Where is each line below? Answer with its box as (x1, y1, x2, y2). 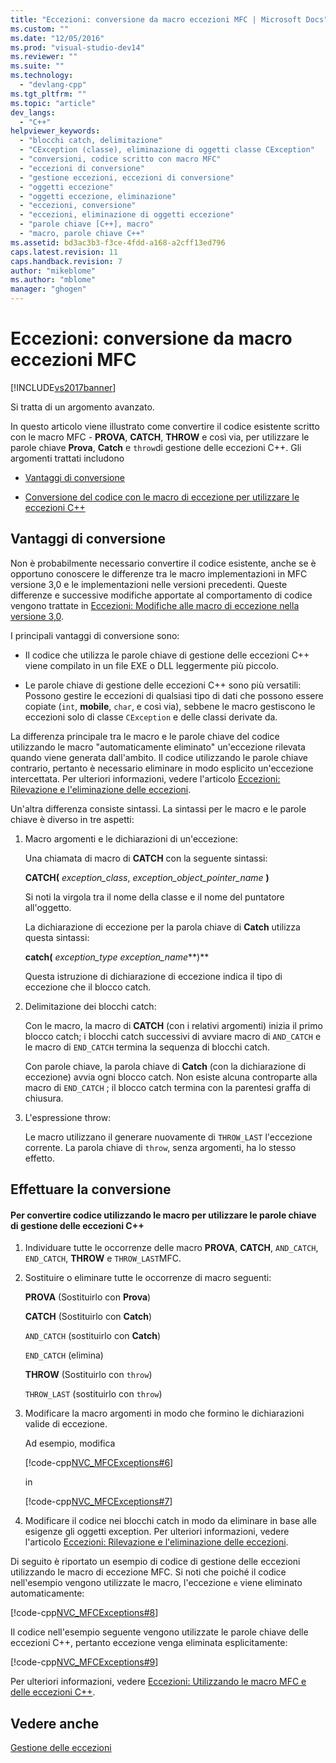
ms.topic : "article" (10, 98, 97, 108)
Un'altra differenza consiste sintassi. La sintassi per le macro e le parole (10, 802, 307, 815)
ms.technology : (10, 71, 74, 81)
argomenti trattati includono (10, 452, 125, 464)
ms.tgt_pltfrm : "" (10, 89, 87, 99)
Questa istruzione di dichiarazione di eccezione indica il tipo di (24, 970, 283, 982)
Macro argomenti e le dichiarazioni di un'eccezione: (24, 832, 239, 845)
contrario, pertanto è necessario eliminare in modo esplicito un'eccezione (10, 762, 314, 774)
